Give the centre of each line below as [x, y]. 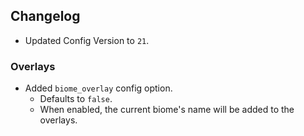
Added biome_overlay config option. [98, 88]
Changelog [45, 16]
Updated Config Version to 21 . [87, 40]
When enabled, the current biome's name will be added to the [167, 110]
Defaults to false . [76, 99]
